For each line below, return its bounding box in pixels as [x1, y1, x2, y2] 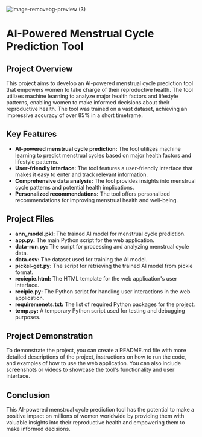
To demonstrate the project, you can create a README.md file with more [6, 347, 187, 354]
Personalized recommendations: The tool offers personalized [14, 190, 171, 197]
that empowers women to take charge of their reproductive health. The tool [6, 86, 193, 93]
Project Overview [6, 63, 73, 74]
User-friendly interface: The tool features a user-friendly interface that [14, 164, 193, 171]
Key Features [6, 129, 57, 139]
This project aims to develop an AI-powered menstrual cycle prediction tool [6, 80, 194, 87]
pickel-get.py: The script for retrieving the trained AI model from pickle [14, 262, 193, 269]
